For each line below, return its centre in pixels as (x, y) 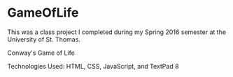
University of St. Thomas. (44, 39)
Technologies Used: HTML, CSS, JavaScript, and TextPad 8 (93, 66)
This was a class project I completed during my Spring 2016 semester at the (116, 32)
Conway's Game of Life (41, 53)
